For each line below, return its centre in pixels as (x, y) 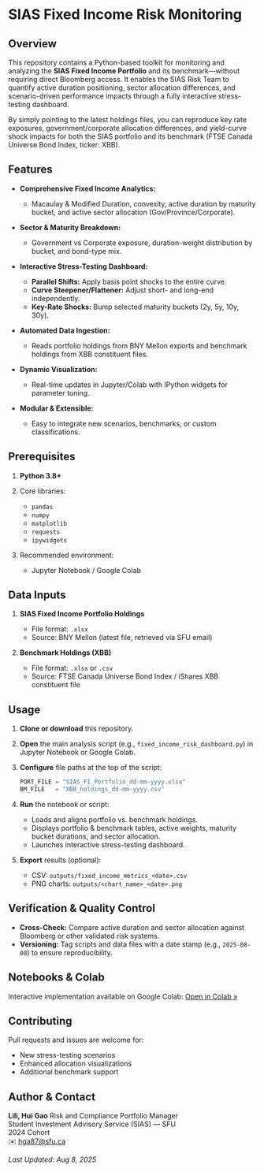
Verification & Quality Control (82, 908)
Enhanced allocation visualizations (76, 1064)
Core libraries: (43, 491)
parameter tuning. (60, 393)
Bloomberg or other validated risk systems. (89, 936)
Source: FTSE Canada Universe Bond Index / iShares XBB (125, 676)
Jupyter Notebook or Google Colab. (78, 752)
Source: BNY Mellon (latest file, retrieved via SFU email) (122, 638)
